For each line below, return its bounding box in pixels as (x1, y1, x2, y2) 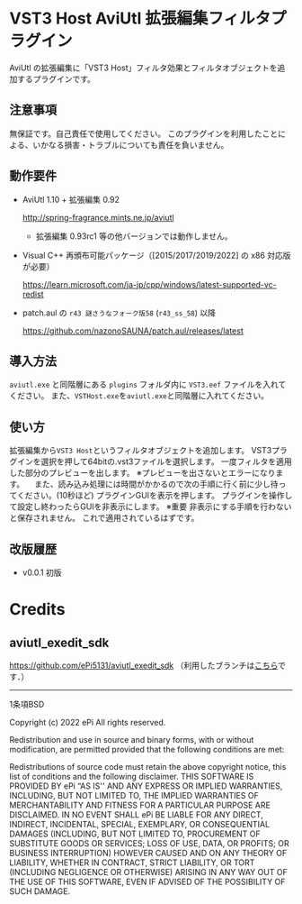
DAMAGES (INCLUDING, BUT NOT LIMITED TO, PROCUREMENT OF (9, 828, 261, 839)
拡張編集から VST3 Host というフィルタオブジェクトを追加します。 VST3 (9, 445, 272, 456)
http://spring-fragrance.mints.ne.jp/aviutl (22, 212, 174, 223)
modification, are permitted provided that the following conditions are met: (9, 744, 285, 754)
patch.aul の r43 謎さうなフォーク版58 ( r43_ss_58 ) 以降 (22, 307, 217, 318)
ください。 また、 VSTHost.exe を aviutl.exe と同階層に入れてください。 (9, 390, 270, 401)
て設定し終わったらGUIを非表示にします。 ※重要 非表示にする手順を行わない (9, 501, 292, 512)
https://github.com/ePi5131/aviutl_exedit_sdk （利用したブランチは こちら (9, 660, 279, 671)
